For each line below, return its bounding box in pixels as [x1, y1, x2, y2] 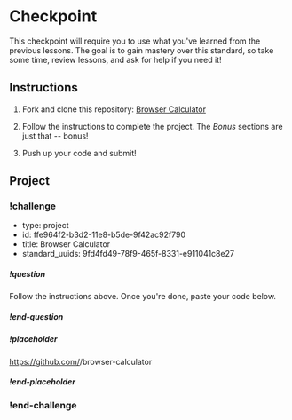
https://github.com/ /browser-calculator [9, 356, 153, 367]
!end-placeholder [9, 376, 75, 387]
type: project [21, 220, 69, 231]
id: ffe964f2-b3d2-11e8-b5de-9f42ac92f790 [21, 229, 186, 241]
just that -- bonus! [21, 131, 89, 141]
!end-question [9, 312, 64, 321]
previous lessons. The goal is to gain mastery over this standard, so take [9, 44, 274, 55]
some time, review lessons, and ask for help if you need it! [9, 54, 222, 65]
